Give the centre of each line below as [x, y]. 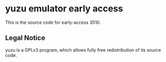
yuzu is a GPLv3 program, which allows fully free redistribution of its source [83, 50]
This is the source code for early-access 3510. [53, 22]
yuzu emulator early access [64, 9]
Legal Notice [25, 38]
